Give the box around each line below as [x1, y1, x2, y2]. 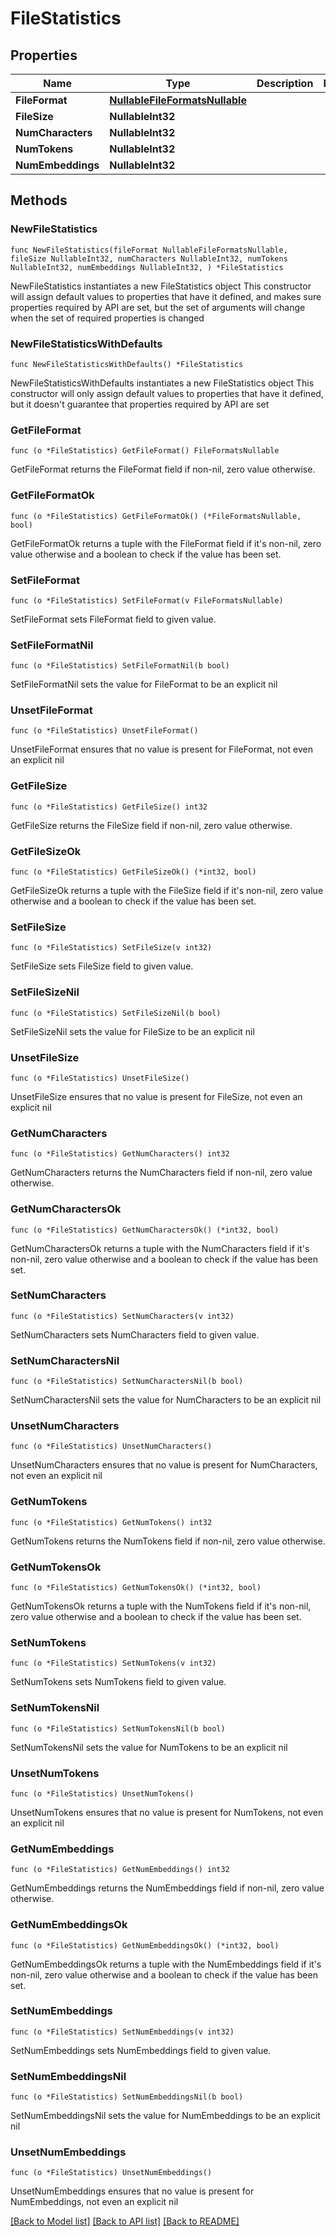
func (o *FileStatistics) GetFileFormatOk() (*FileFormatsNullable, [10, 511, 302, 521]
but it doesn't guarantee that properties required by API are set [10, 398, 270, 410]
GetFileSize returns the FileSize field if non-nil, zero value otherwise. [10, 819, 293, 831]
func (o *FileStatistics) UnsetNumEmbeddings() [10, 2168, 213, 2178]
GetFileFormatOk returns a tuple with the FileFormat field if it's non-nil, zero [10, 537, 322, 549]
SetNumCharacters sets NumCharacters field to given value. [10, 1328, 260, 1341]
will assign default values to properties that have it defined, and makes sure [10, 290, 322, 302]
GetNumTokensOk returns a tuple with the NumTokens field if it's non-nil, [10, 1600, 312, 1612]
